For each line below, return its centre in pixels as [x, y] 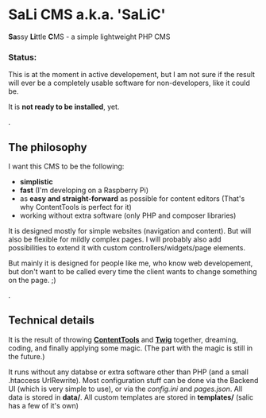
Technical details [52, 321]
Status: [23, 57]
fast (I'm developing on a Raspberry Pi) [84, 190]
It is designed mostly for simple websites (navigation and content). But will [130, 231]
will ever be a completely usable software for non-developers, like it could [129, 83]
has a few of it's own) [44, 405]
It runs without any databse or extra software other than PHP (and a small [128, 372]
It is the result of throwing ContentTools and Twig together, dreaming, [123, 339]
